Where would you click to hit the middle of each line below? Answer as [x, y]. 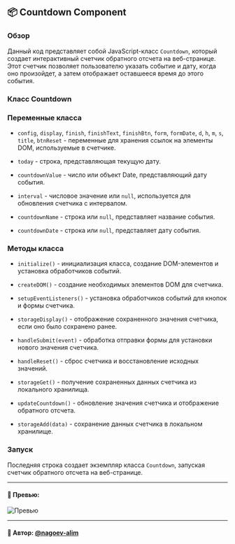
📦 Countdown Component [67, 12]
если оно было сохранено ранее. [67, 327]
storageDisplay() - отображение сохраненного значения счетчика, [118, 319]
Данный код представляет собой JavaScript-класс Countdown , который [112, 51]
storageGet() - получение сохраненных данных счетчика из [107, 382]
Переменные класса [45, 117]
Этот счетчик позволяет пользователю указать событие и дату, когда [112, 66]
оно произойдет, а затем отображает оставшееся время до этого [106, 73]
